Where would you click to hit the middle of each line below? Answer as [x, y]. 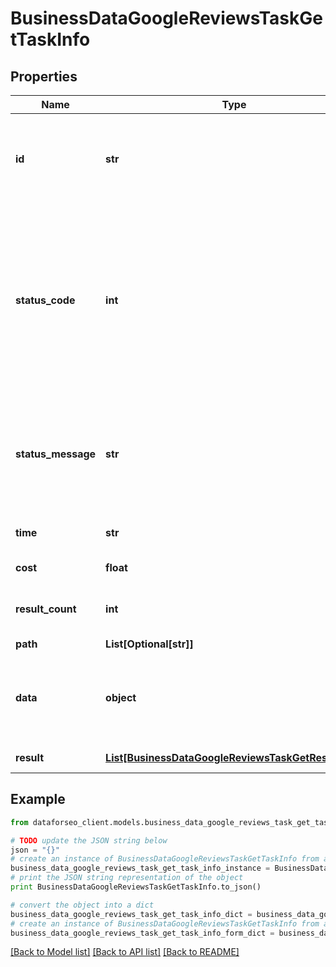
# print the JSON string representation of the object [127, 878]
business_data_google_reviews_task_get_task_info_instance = [140, 868]
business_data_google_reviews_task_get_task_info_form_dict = [142, 933]
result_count [46, 609]
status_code [45, 300]
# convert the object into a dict [82, 905]
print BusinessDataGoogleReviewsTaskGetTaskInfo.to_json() [136, 887]
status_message [56, 454]
